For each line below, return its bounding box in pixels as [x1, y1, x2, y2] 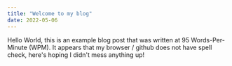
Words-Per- [191, 35, 226, 44]
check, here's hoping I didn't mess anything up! [7, 50, 145, 59]
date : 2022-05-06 [7, 17, 58, 24]
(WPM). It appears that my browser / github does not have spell [29, 43, 212, 51]
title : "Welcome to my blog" [7, 10, 93, 17]
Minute [7, 43, 28, 51]
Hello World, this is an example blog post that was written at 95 [7, 35, 190, 44]
